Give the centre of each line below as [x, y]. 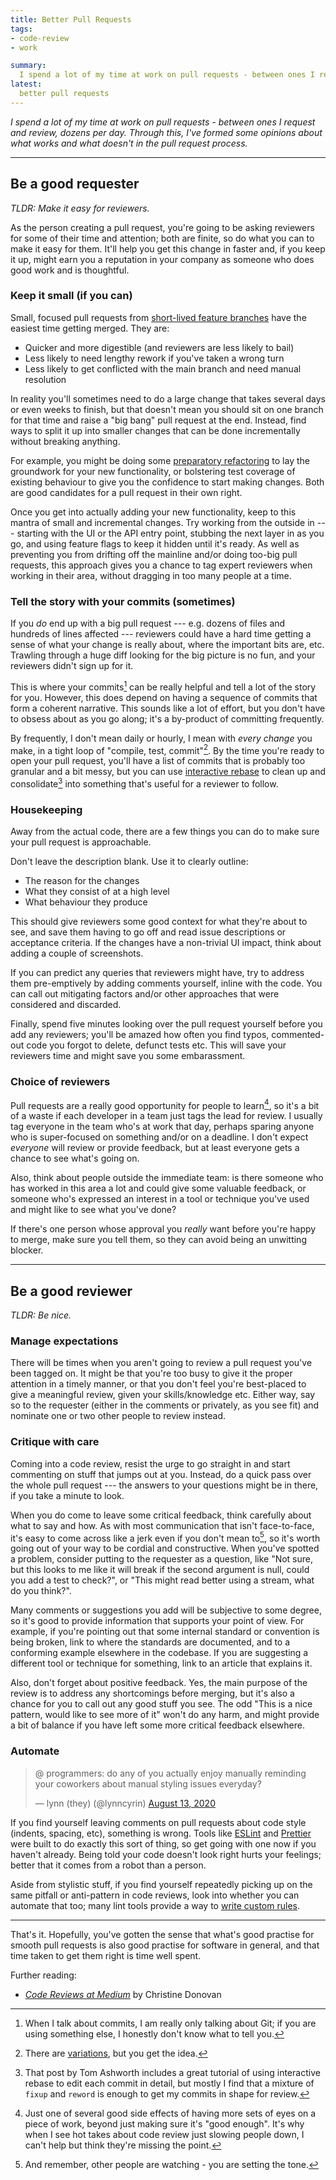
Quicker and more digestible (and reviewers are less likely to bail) [159, 347]
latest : [26, 84]
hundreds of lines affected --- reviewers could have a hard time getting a [161, 634]
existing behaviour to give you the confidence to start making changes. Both [167, 482]
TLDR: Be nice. [41, 1315]
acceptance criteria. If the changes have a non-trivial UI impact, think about [166, 943]
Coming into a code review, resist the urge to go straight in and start [150, 1463]
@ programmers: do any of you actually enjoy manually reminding [170, 1773]
